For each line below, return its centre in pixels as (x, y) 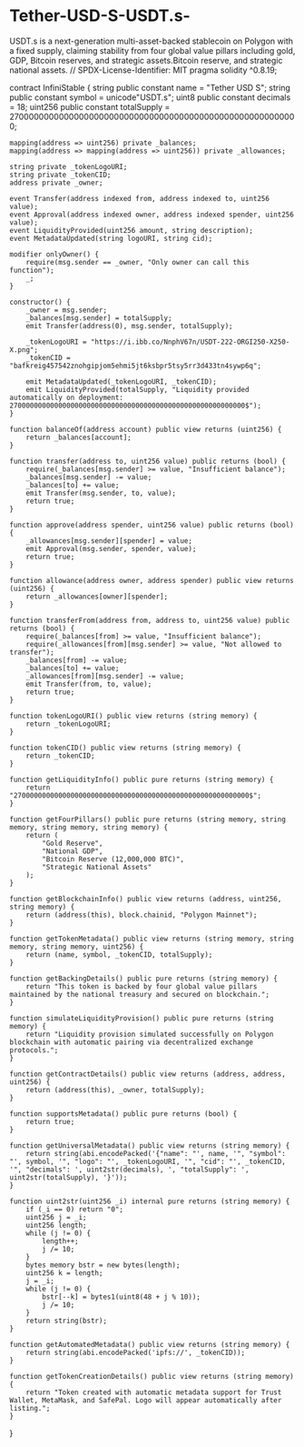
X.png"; (24, 350)
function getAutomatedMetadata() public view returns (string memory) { (150, 1344)
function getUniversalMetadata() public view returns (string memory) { (150, 1146)
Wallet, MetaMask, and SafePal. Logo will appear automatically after (146, 1400)
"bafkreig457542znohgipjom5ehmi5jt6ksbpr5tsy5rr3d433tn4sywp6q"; (135, 366)
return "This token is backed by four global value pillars (142, 986)
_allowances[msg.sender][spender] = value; (109, 541)
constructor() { (40, 302)
